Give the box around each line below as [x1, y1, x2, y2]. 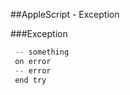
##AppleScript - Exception [10, 9, 120, 20]
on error [14, 56, 52, 66]
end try [14, 75, 47, 85]
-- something [14, 47, 70, 57]
